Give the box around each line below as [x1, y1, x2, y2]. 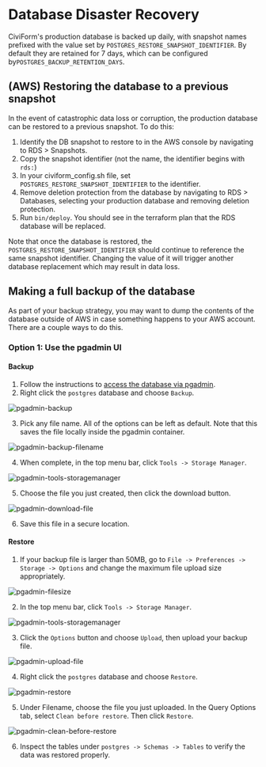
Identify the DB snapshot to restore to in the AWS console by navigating [19, 137, 254, 146]
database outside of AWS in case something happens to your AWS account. [8, 314, 256, 324]
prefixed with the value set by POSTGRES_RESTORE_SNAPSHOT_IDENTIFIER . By [8, 40, 247, 49]
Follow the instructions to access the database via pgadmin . [19, 379, 216, 389]
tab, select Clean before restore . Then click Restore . [19, 711, 194, 720]
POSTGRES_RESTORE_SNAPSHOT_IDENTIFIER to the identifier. [19, 179, 201, 188]
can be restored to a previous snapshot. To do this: [8, 121, 174, 131]
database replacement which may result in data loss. [8, 261, 180, 271]
